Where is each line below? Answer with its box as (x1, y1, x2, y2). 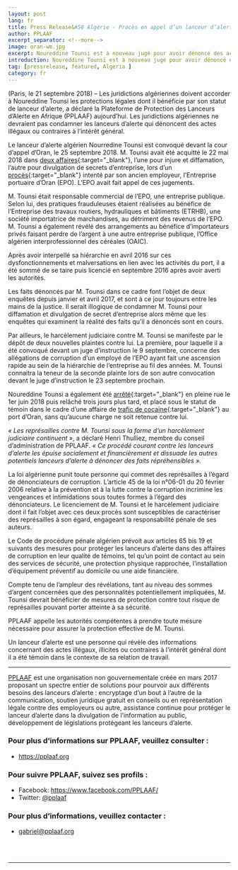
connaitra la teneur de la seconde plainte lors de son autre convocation (8, 368, 215, 377)
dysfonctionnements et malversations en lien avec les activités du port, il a (8, 258, 225, 266)
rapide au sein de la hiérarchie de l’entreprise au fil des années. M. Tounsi (8, 361, 222, 369)
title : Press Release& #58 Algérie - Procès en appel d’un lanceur (8, 23, 208, 30)
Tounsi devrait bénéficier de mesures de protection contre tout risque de (8, 595, 220, 604)
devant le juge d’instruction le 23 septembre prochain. (8, 376, 165, 385)
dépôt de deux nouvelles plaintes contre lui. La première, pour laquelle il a (8, 338, 223, 347)
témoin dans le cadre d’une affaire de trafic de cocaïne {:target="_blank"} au (8, 405, 230, 413)
